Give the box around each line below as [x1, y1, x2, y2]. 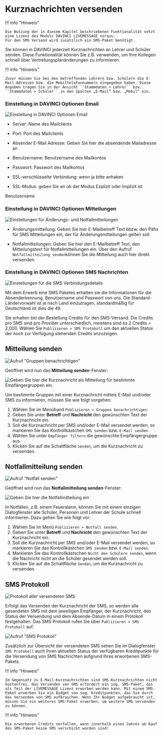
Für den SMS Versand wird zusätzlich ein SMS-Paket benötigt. [5, 38, 135, 43]
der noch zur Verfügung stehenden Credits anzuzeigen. [5, 330, 118, 336]
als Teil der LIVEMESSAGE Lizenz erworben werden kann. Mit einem [5, 686, 144, 691]
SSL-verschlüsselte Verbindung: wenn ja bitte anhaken [12, 174, 124, 180]
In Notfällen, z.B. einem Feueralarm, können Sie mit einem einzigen [5, 504, 141, 510]
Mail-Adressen [5, 80, 34, 85]
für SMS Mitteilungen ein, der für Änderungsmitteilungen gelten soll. [12, 231, 151, 237]
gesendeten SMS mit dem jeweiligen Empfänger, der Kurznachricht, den [5, 608, 152, 614]
